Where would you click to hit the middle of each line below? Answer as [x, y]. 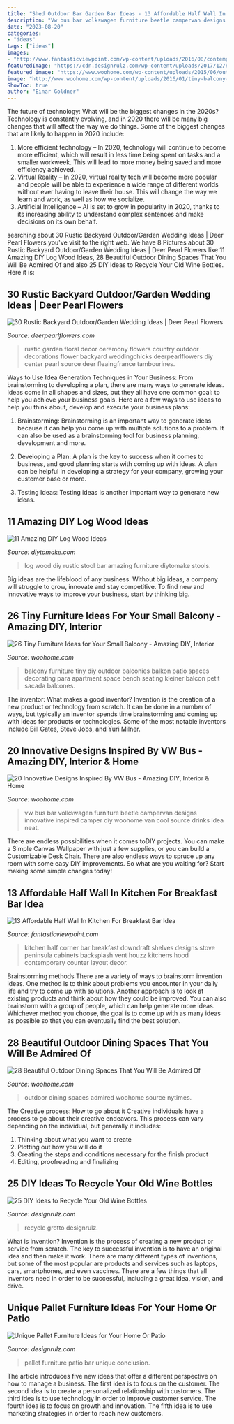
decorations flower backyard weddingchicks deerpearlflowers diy [119, 356]
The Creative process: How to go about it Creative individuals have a [106, 1111]
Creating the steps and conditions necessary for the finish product [113, 1154]
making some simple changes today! [60, 871]
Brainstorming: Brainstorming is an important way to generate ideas [114, 421]
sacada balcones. [49, 685]
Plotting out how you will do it [60, 1147]
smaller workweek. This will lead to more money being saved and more [119, 162]
